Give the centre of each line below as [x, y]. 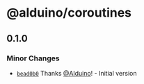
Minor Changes [33, 58]
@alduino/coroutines [69, 13]
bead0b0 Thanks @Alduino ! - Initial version [77, 73]
